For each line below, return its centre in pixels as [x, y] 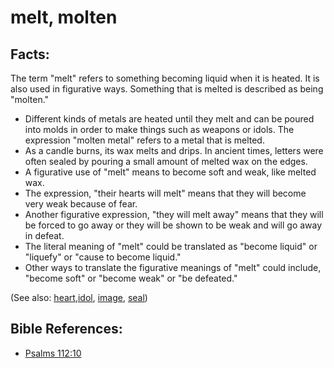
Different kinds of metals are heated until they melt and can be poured [169, 119]
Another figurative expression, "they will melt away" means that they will [174, 214]
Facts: [30, 54]
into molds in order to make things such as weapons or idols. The [159, 129]
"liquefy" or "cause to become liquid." [103, 257]
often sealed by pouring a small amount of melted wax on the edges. [166, 161]
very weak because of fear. [81, 204]
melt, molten [64, 17]
